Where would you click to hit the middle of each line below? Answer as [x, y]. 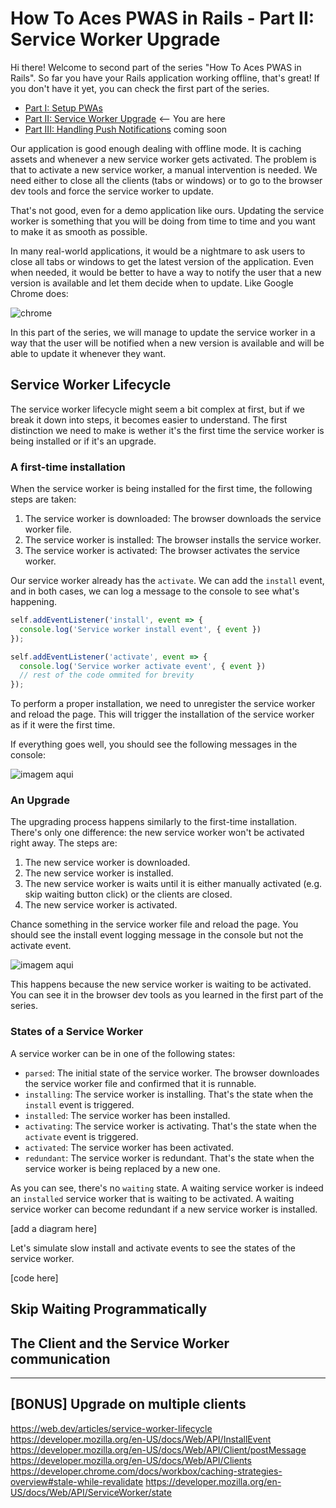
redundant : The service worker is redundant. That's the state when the [169, 1158]
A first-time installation [68, 467]
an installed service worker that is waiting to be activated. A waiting [152, 1198]
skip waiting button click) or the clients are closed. [128, 894]
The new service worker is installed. [99, 873]
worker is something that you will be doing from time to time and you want [163, 221]
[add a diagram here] [54, 1228]
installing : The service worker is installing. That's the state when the [169, 1094]
